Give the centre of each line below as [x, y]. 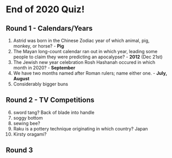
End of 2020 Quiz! [45, 9]
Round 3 [19, 150]
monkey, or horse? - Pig [39, 46]
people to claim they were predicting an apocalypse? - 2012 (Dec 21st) [88, 57]
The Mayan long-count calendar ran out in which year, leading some [85, 51]
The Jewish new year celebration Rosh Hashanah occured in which [84, 62]
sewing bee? [27, 123]
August [21, 78]
